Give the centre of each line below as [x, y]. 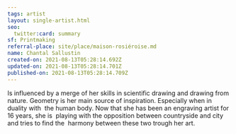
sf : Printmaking [31, 40]
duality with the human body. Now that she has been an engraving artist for [118, 108]
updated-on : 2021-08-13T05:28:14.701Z [64, 66]
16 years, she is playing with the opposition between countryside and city [116, 115]
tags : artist [27, 14]
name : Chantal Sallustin [44, 54]
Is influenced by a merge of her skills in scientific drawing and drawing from [118, 93]
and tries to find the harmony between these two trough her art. [101, 123]
